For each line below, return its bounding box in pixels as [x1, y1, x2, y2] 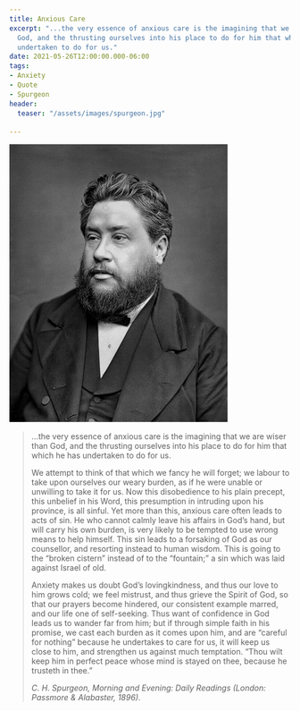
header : [9, 99, 38, 108]
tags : [9, 62, 29, 71]
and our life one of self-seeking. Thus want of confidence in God [30, 608, 270, 619]
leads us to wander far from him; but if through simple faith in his [30, 618, 271, 629]
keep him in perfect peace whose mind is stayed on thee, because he [30, 656, 287, 666]
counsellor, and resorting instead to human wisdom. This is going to [30, 544, 281, 554]
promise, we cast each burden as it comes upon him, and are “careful [30, 627, 287, 639]
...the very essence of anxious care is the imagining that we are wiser [30, 431, 287, 442]
